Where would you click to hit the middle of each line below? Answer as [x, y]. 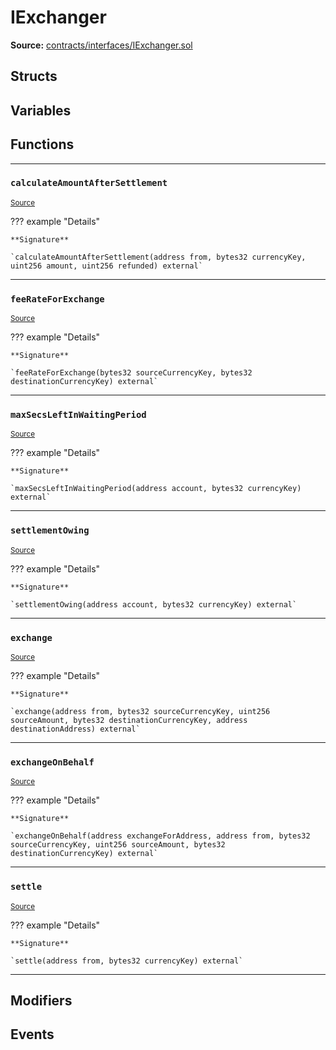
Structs [34, 76]
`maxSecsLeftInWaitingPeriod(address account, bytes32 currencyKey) [156, 489]
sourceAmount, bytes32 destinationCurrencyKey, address [129, 721]
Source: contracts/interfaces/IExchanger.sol [101, 45]
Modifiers [41, 1000]
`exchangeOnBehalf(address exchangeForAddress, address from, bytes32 [160, 836]
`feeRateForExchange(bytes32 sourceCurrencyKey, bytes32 [131, 373]
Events [32, 1034]
